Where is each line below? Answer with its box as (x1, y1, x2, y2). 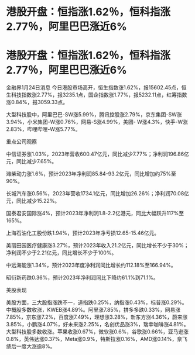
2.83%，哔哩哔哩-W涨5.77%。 (6, 126, 81, 133)
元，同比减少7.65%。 (6, 158, 57, 165)
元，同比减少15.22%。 (6, 197, 60, 205)
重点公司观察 (6, 138, 37, 145)
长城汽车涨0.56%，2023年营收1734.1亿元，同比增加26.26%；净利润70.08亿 (6, 190, 189, 197)
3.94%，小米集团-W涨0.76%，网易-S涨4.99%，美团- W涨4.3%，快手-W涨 (6, 118, 189, 126)
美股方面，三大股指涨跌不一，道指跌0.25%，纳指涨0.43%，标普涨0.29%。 (6, 299, 187, 306)
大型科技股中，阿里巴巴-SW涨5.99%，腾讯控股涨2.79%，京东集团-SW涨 (6, 111, 182, 118)
